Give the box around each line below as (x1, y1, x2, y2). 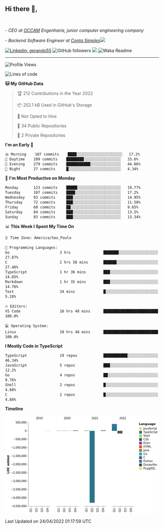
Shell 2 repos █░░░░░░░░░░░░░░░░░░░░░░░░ (5, 382, 159, 387)
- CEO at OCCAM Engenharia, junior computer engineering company (5, 27, 144, 33)
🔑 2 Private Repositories (17, 132, 66, 138)
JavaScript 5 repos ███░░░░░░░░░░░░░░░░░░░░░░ (5, 363, 159, 368)
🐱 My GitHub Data (5, 80, 44, 86)
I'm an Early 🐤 (5, 141, 34, 147)
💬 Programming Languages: (5, 245, 58, 250)
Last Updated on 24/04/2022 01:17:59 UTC (5, 518, 92, 524)
